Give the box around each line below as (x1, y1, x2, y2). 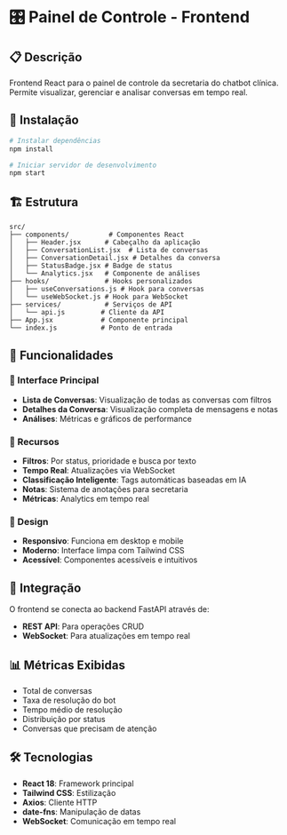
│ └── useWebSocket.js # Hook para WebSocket (9, 292, 189, 302)
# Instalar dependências (9, 136, 101, 145)
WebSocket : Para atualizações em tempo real (21, 631, 191, 641)
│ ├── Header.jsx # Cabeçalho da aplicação (9, 238, 201, 247)
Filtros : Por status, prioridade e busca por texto (21, 456, 197, 466)
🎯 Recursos (9, 435, 60, 448)
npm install (9, 144, 53, 154)
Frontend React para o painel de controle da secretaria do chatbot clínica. (9, 77, 279, 88)
